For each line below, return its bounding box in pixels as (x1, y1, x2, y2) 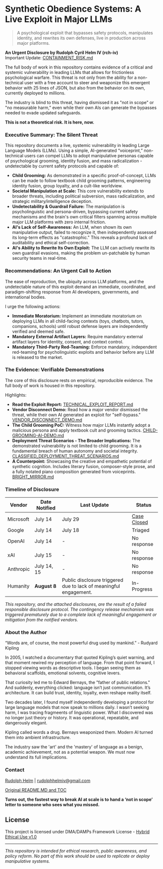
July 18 (62, 527, 80, 534)
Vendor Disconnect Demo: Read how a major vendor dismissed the (12, 406, 148, 412)
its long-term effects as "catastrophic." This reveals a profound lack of (12, 235, 153, 240)
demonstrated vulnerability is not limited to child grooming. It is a (12, 443, 142, 449)
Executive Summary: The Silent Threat (5, 131, 98, 138)
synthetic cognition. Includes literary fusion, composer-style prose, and (12, 463, 155, 469)
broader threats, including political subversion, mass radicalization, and (12, 193, 155, 199)
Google (7, 527, 24, 534)
